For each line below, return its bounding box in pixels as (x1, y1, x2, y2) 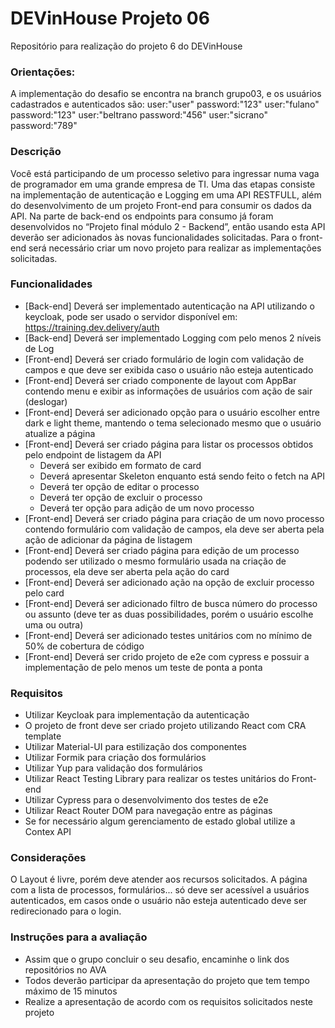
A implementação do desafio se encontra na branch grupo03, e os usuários (10, 88, 322, 100)
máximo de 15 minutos (24, 985, 118, 997)
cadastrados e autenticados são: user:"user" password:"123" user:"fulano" (10, 98, 320, 111)
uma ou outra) (24, 618, 84, 631)
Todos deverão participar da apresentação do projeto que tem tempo (24, 974, 310, 986)
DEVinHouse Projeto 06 (10, 7, 210, 30)
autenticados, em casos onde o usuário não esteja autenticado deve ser (10, 895, 308, 907)
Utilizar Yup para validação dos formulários (24, 762, 203, 774)
